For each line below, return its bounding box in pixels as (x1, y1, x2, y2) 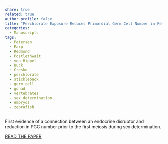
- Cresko (9, 68, 28, 73)
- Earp (9, 44, 23, 49)
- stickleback (9, 77, 39, 82)
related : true (5, 12, 35, 17)
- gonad (9, 86, 26, 91)
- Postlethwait (9, 53, 41, 59)
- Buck (9, 63, 23, 68)
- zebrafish (9, 105, 35, 110)
